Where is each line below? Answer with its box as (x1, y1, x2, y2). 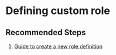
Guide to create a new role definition (14, 43, 102, 50)
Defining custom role (5, 4, 110, 18)
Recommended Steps (5, 27, 86, 37)
